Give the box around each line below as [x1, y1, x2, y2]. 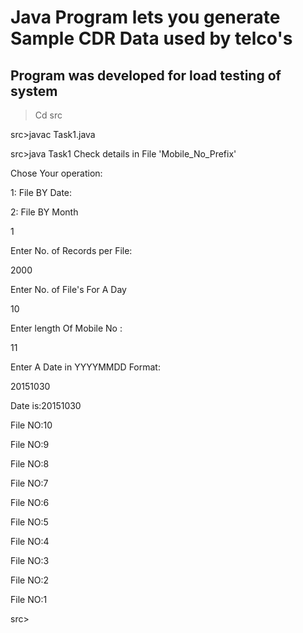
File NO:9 [10, 439, 50, 450]
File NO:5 [10, 516, 49, 528]
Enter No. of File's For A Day [10, 284, 127, 295]
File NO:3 [10, 555, 50, 566]
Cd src [34, 109, 63, 121]
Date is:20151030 [10, 400, 82, 411]
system [10, 82, 58, 100]
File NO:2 [10, 574, 49, 586]
